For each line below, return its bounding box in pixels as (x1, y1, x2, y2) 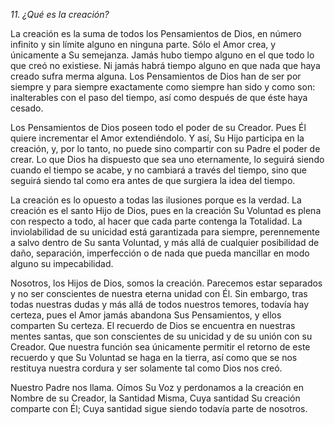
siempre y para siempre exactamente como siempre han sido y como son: (10, 81, 316, 93)
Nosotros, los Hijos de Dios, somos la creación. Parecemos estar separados (10, 277, 323, 289)
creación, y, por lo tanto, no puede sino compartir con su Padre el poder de (10, 143, 321, 154)
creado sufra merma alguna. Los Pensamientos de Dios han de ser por (10, 70, 302, 82)
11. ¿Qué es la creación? (10, 9, 110, 20)
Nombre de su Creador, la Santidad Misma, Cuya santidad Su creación (10, 392, 301, 404)
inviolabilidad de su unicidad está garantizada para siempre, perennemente (10, 226, 320, 238)
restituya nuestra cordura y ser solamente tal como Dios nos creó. (10, 362, 283, 374)
